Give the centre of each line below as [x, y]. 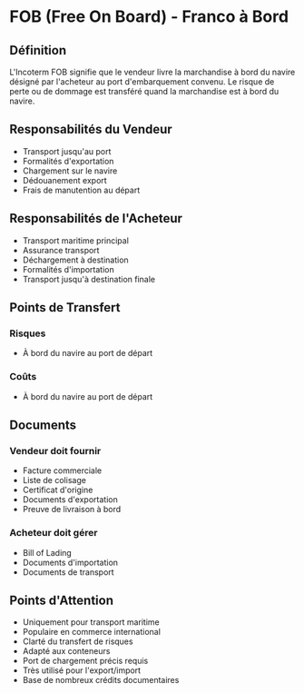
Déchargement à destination [75, 260]
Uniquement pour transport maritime [91, 622]
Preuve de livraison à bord [72, 510]
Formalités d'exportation [68, 161]
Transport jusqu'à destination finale [89, 279]
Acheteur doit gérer [54, 533]
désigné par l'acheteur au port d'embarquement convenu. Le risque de [142, 82]
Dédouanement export [64, 180]
